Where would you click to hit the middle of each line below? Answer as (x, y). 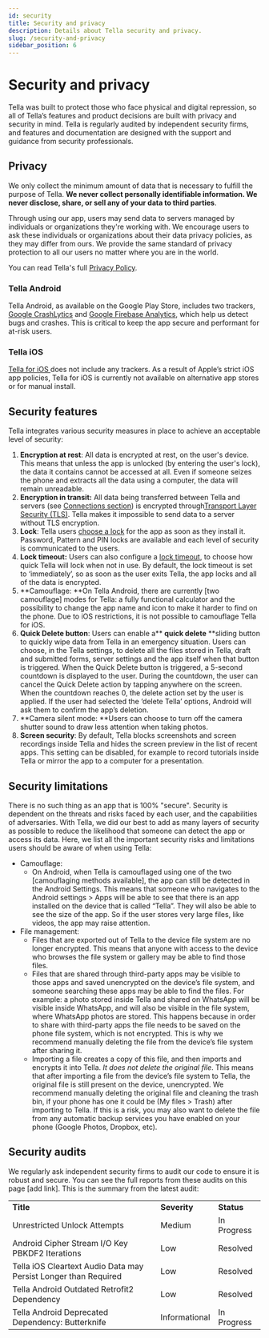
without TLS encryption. (60, 523)
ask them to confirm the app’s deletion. (84, 710)
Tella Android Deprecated (60, 1312)
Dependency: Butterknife (59, 1322)
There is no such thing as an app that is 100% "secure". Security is (118, 806)
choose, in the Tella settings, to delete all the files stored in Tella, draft (135, 651)
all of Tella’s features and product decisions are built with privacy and (122, 116)
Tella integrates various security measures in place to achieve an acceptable (134, 431)
